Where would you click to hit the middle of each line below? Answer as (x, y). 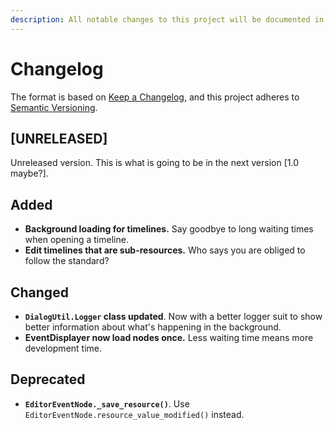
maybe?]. (29, 173)
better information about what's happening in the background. (153, 327)
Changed (39, 292)
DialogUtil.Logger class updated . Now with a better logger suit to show (173, 316)
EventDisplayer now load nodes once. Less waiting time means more (169, 337)
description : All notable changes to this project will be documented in (167, 19)
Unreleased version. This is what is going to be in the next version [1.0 (154, 163)
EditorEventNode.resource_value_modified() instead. (134, 414)
